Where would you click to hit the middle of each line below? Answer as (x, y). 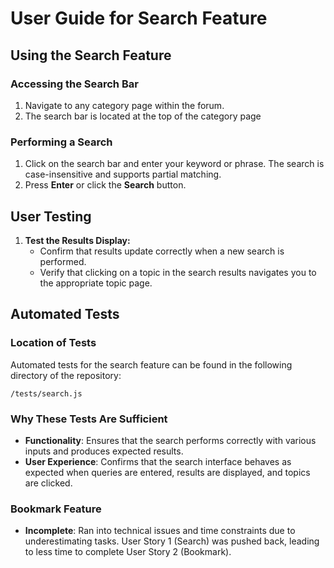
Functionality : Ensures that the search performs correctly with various (170, 440)
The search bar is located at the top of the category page (143, 116)
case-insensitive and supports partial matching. (123, 174)
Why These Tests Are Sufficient (89, 419)
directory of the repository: (66, 375)
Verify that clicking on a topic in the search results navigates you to (178, 272)
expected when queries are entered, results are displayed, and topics (167, 472)
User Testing (51, 216)
